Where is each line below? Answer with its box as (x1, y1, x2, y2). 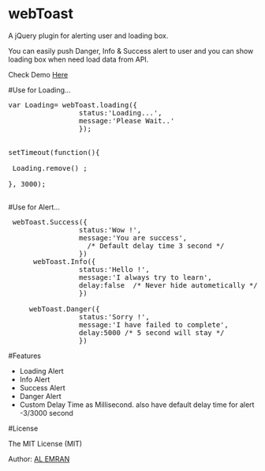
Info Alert (19, 375, 50, 384)
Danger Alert (19, 391, 62, 401)
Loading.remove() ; (12, 164, 88, 172)
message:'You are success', (78, 233, 188, 242)
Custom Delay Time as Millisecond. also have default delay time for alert (19, 400, 255, 409)
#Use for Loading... (8, 85, 71, 95)
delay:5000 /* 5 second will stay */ (78, 328, 225, 337)
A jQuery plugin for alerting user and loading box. (8, 31, 169, 40)
